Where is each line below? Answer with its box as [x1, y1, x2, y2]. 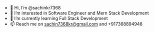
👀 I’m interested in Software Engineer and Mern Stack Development [9, 10, 149, 16]
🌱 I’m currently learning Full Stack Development [9, 15, 108, 21]
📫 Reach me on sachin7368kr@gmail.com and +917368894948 [9, 21, 143, 27]
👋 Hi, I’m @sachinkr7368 [9, 5, 61, 10]
